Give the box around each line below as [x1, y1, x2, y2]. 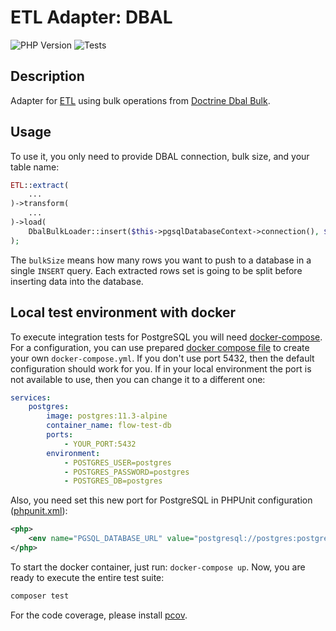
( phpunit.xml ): [10, 505, 68, 517]
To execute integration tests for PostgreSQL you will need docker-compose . [10, 331, 323, 343]
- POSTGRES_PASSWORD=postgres [63, 467, 190, 477]
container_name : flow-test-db [46, 421, 172, 431]
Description [10, 68, 85, 85]
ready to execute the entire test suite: [10, 571, 165, 583]
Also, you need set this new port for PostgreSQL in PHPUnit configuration [10, 494, 313, 506]
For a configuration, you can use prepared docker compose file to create [10, 341, 310, 353]
